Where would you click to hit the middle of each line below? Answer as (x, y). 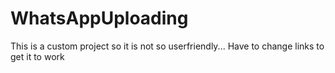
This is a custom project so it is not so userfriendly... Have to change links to (167, 46)
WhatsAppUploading (99, 18)
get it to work (37, 56)
